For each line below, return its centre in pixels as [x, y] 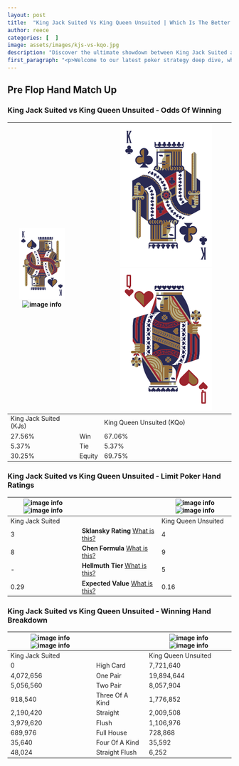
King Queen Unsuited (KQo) [145, 422]
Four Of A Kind [117, 742]
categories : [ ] [33, 38]
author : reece [28, 30]
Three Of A [112, 695]
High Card [111, 665]
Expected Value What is [117, 583]
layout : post [27, 15]
